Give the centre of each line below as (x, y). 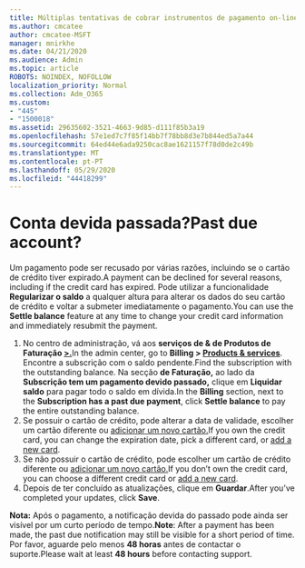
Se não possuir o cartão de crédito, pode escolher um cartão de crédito (157, 459)
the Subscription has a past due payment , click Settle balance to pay (154, 402)
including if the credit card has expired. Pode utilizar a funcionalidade (139, 287)
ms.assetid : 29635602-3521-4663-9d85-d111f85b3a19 (107, 128)
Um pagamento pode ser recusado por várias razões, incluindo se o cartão (150, 268)
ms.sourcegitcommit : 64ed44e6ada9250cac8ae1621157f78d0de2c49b (132, 144)
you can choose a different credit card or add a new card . (130, 479)
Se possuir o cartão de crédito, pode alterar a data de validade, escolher (158, 421)
